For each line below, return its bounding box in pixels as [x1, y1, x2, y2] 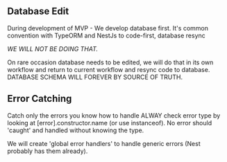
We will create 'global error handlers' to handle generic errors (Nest [7, 139, 201, 147]
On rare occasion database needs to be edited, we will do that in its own [7, 58, 214, 66]
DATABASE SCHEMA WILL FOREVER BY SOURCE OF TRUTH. [7, 73, 183, 81]
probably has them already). [7, 147, 88, 155]
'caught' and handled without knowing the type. [7, 126, 144, 134]
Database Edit [7, 6, 69, 17]
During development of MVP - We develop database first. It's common [7, 24, 208, 32]
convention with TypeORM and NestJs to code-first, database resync [7, 31, 206, 39]
